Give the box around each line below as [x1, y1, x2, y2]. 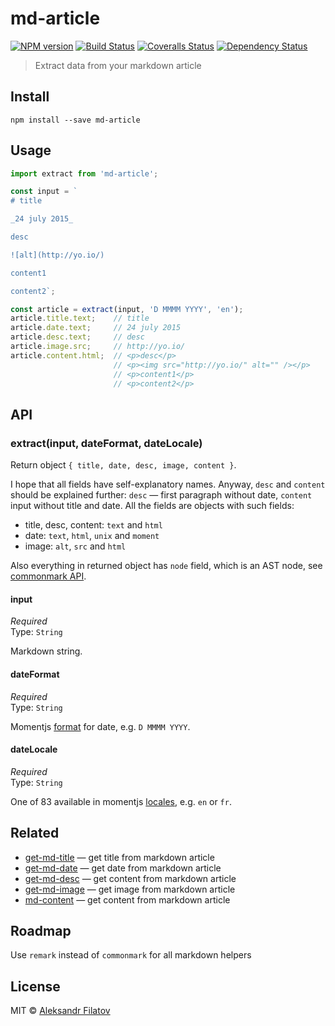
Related [10, 825, 60, 842]
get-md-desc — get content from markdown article [24, 872, 237, 884]
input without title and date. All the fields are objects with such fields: [10, 500, 295, 512]
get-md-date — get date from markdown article [24, 862, 222, 874]
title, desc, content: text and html [24, 519, 163, 531]
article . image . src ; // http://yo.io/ [10, 342, 186, 352]
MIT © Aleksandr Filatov [10, 1005, 111, 1017]
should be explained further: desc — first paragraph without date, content [10, 489, 313, 501]
